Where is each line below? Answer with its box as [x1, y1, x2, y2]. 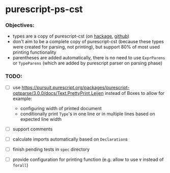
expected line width [20, 116, 62, 122]
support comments [12, 126, 53, 132]
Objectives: [5, 22, 35, 29]
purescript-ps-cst [5, 4, 83, 15]
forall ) [12, 162, 29, 168]
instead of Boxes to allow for [104, 90, 165, 96]
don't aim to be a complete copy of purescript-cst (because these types [12, 39, 164, 45]
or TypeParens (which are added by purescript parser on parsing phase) [12, 60, 163, 66]
